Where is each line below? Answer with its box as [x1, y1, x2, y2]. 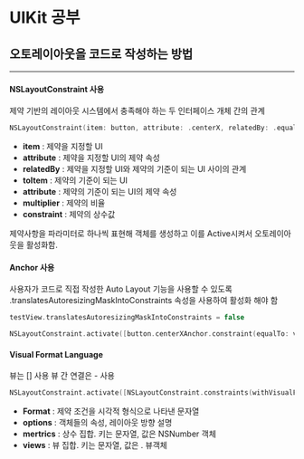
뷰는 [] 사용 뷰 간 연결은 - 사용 [9, 370, 115, 381]
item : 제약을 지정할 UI [22, 141, 103, 152]
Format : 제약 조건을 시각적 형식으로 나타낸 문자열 [22, 406, 200, 416]
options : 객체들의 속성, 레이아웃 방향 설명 [22, 417, 173, 428]
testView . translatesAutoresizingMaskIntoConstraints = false [9, 313, 245, 322]
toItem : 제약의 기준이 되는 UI [22, 175, 128, 186]
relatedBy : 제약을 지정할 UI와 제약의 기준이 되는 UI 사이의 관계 [22, 164, 247, 175]
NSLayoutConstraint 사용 [9, 83, 105, 94]
